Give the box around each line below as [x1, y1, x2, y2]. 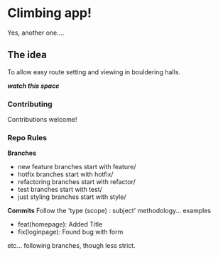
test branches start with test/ [17, 185, 103, 194]
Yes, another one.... [7, 28, 65, 37]
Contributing [7, 99, 53, 109]
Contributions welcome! [7, 115, 77, 124]
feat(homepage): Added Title [17, 220, 103, 229]
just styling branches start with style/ [17, 193, 126, 201]
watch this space [7, 81, 60, 90]
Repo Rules [7, 132, 48, 142]
